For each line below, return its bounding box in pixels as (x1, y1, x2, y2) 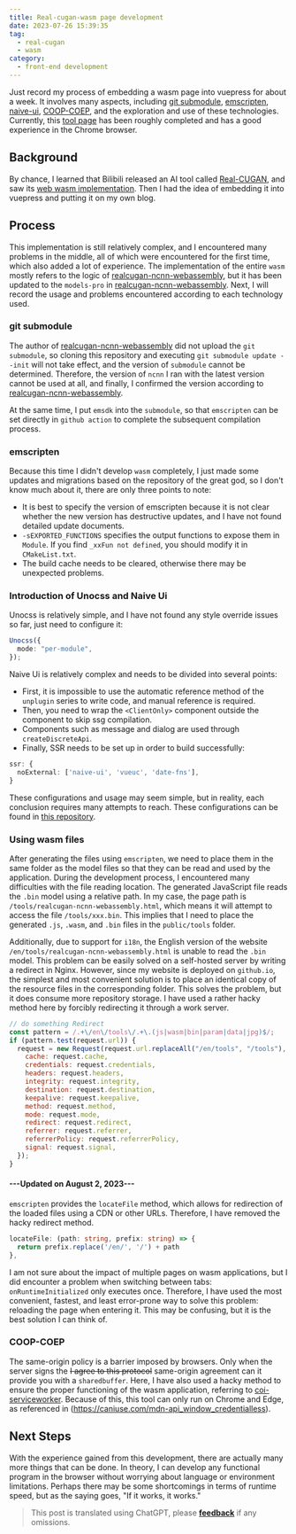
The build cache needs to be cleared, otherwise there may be (21, 558, 247, 569)
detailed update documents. (21, 520, 125, 532)
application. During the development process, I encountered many (9, 872, 250, 883)
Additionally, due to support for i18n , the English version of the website (9, 936, 268, 946)
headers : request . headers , (25, 1069, 125, 1078)
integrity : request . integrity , (25, 1078, 140, 1086)
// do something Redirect (9, 1019, 104, 1028)
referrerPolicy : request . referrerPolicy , (25, 1135, 179, 1144)
